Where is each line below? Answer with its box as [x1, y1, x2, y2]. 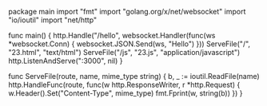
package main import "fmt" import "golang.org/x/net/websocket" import [8, 7, 246, 16]
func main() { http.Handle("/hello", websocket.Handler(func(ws [8, 31, 216, 40]
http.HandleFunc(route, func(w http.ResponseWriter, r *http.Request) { [8, 80, 241, 89]
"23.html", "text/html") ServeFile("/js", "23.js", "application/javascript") [8, 48, 241, 57]
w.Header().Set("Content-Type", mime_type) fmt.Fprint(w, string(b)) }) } [8, 88, 243, 98]
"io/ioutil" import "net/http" [8, 15, 98, 25]
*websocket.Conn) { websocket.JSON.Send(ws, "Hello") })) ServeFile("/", [8, 39, 250, 49]
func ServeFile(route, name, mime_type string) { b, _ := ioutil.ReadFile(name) [8, 72, 260, 80]
